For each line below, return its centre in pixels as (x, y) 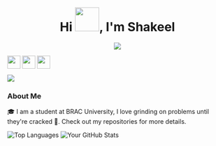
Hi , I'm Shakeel (117, 27)
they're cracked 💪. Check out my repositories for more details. (97, 122)
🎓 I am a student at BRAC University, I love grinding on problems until (108, 112)
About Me (24, 96)
